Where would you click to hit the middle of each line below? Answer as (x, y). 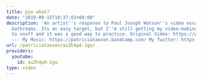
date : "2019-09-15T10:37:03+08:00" (51, 17)
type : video (21, 68)
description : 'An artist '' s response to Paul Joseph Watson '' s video (95, 23)
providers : (20, 51)
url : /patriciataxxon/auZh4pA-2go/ (51, 46)
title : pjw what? (28, 12)
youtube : (23, 57)
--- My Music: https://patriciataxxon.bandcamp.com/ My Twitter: (95, 40)
